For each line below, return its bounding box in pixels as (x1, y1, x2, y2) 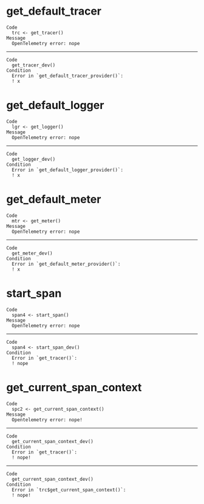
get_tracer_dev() (12, 62, 56, 68)
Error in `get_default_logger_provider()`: (12, 166, 123, 173)
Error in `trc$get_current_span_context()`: (12, 486, 126, 493)
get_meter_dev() (12, 250, 53, 257)
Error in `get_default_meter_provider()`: (12, 261, 121, 267)
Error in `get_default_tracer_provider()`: (12, 73, 123, 79)
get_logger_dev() (12, 156, 56, 162)
